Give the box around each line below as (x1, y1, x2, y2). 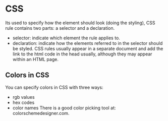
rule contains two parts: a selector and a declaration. (5, 25, 115, 31)
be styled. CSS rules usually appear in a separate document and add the (12, 45, 163, 51)
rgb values (12, 94, 35, 100)
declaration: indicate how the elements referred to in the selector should (12, 40, 163, 46)
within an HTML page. (12, 56, 59, 62)
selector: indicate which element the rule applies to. (12, 35, 120, 41)
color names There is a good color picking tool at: (12, 104, 116, 111)
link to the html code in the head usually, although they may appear (12, 51, 152, 57)
